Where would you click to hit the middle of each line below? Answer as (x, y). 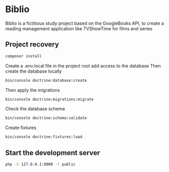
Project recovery (32, 45)
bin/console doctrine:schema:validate (46, 118)
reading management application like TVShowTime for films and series (79, 28)
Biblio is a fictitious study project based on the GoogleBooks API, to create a (85, 23)
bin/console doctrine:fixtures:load (44, 137)
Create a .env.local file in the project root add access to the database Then (83, 66)
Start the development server (53, 153)
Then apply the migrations (33, 90)
